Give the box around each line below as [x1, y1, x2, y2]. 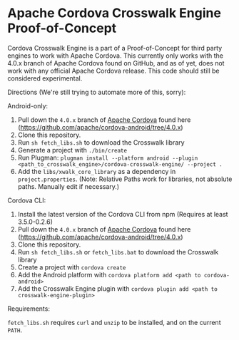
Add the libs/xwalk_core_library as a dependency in [17, 167, 176, 175]
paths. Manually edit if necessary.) [17, 182, 120, 190]
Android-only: [7, 101, 49, 110]
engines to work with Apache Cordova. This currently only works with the [7, 51, 223, 60]
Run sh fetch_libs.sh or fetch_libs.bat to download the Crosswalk [17, 247, 219, 256]
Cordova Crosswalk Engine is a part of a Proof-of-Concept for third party [7, 43, 223, 52]
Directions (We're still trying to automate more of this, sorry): [7, 88, 186, 96]
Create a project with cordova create [17, 262, 126, 272]
